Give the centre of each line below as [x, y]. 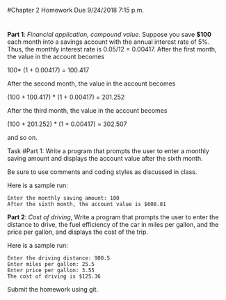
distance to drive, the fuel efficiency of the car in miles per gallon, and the [113, 225]
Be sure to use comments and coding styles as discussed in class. [102, 172]
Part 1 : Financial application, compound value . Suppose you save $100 [110, 35]
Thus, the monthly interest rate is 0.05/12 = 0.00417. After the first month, [112, 49]
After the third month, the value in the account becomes [87, 111]
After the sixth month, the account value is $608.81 [87, 205]
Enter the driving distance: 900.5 [59, 258]
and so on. [23, 138]
